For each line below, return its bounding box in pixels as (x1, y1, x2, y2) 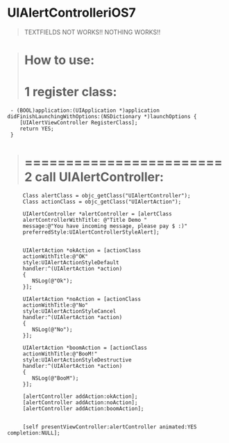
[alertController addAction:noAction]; (22, 399, 138, 406)
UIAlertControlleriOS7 (7, 5, 137, 21)
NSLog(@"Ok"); (32, 277, 73, 284)
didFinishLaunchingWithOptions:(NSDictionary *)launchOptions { (7, 113, 197, 120)
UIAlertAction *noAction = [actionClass (22, 296, 141, 303)
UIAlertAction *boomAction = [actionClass (22, 344, 148, 351)
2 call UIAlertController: (24, 169, 164, 185)
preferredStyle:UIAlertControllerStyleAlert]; (22, 229, 160, 236)
